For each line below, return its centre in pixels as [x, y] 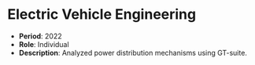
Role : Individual [44, 44]
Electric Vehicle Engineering [102, 14]
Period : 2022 [40, 36]
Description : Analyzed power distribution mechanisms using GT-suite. [133, 52]
